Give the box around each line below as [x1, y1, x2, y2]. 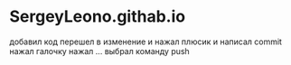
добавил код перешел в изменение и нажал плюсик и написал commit [9, 36, 283, 47]
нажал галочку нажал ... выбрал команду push [9, 45, 190, 56]
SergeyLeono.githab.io [9, 6, 186, 27]
